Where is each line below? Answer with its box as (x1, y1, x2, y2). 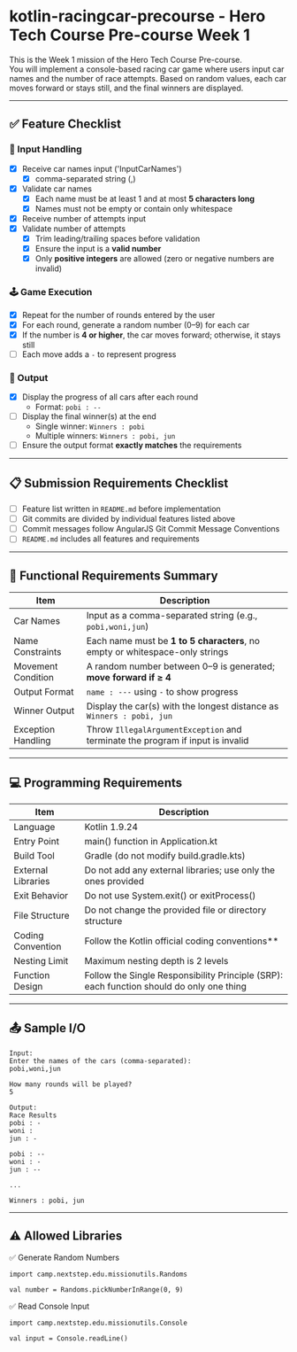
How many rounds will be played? (9, 1079, 133, 1089)
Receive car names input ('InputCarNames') (21, 163, 182, 174)
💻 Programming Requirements (9, 775, 183, 790)
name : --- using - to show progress (86, 686, 239, 698)
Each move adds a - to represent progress (21, 348, 177, 360)
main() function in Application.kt (84, 835, 218, 847)
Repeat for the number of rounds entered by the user (21, 309, 216, 320)
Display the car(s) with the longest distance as (86, 700, 279, 712)
